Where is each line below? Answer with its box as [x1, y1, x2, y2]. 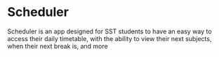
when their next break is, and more [7, 42, 108, 50]
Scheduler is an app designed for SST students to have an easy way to [7, 27, 212, 35]
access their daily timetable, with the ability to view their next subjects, [7, 34, 212, 42]
